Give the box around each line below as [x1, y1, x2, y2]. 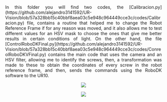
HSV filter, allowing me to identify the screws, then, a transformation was [5, 57, 162, 62]
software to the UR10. [5, 73, 50, 78]
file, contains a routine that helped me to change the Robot [26, 20, 162, 26]
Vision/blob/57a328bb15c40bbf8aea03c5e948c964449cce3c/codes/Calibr [5, 15, 161, 20]
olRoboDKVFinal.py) [5, 51, 46, 57]
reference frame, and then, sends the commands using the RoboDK [5, 67, 162, 73]
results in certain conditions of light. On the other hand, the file [5, 36, 162, 42]
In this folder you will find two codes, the [5, 4, 124, 10]
